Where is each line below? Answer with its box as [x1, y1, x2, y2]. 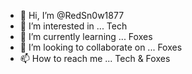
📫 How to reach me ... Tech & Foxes [19, 53, 171, 64]
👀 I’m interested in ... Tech [19, 20, 128, 32]
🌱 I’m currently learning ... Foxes [19, 31, 153, 42]
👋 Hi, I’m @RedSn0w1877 [19, 10, 125, 21]
